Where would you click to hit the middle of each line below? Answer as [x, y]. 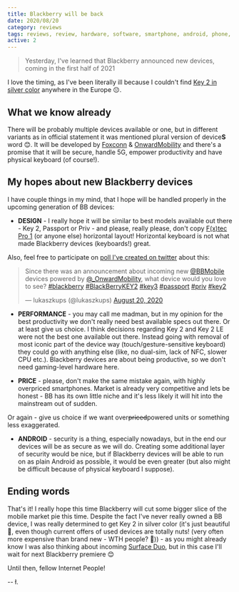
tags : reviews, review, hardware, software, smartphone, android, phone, [119, 34]
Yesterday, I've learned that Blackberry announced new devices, [120, 61]
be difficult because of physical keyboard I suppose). [96, 469]
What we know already [60, 112]
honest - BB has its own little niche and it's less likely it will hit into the [120, 396]
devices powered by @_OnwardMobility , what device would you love [126, 278]
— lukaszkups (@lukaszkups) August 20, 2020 [94, 300]
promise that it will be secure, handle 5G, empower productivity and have [115, 152]
